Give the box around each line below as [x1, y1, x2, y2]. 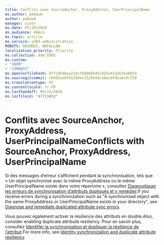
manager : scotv [5, 21, 36, 26]
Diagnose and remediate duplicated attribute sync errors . [5, 204, 121, 210]
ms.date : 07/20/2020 [5, 25, 47, 30]
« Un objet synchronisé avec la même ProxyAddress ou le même [5, 178, 135, 184]
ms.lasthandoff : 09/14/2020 [5, 89, 63, 94]
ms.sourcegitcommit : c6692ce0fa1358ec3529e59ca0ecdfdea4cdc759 [5, 75, 137, 80]
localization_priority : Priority [5, 48, 73, 53]
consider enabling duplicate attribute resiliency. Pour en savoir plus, [5, 219, 142, 224]
